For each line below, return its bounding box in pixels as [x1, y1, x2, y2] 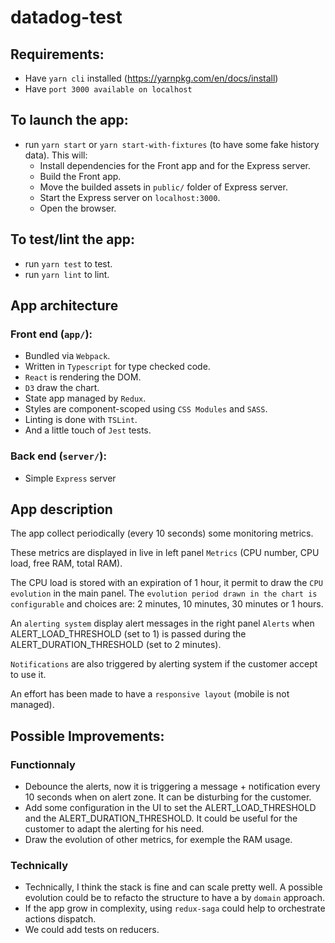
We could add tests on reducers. [24, 924, 160, 936]
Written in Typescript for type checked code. [24, 361, 211, 373]
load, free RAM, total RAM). [10, 557, 123, 570]
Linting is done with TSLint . [24, 414, 138, 426]
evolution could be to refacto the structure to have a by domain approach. [24, 892, 326, 904]
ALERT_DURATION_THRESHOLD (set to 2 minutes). [10, 639, 222, 651]
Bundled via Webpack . [24, 350, 111, 362]
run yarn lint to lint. [24, 268, 110, 280]
